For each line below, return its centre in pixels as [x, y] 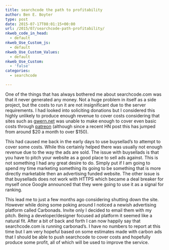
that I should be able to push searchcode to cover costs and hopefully [78, 237]
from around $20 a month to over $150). [47, 132]
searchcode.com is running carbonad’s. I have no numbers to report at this [83, 226]
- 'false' [20, 66]
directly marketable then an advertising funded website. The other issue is [82, 173]
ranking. [14, 190]
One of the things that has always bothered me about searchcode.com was [83, 94]
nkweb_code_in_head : [27, 33]
